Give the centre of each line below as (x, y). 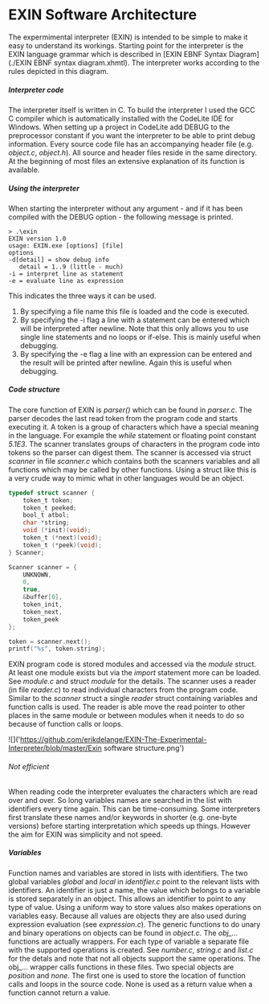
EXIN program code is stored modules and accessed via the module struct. (132, 664)
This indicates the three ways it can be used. (82, 296)
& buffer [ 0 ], (43, 597)
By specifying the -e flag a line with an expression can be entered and (136, 354)
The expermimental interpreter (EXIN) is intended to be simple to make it (128, 37)
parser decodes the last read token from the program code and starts (123, 418)
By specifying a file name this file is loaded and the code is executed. (134, 311)
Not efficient (29, 766)
